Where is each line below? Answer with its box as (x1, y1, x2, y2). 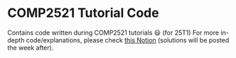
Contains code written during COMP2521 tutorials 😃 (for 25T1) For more (7, 28, 219, 37)
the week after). (7, 43, 54, 52)
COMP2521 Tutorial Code (7, 5, 159, 21)
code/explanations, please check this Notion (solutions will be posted (26, 35, 230, 44)
